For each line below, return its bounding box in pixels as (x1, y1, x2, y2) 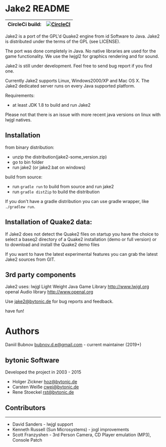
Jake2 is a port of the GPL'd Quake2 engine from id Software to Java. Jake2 (5, 33, 160, 39)
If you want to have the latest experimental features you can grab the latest (5, 251, 158, 257)
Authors (5, 325, 40, 336)
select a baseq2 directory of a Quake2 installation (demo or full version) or (5, 236, 157, 242)
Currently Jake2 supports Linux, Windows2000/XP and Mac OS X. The (5, 78, 150, 83)
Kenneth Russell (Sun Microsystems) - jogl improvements (12, 426, 129, 432)
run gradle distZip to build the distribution (12, 189, 100, 195)
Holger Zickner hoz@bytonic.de (12, 379, 78, 385)
